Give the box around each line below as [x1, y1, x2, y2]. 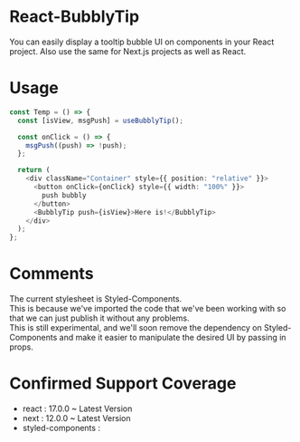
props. [9, 341, 33, 352]
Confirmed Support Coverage [9, 373, 237, 394]
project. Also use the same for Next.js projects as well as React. [9, 45, 247, 56]
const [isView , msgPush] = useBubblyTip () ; [17, 116, 183, 125]
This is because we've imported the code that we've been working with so [9, 303, 286, 314]
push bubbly [42, 190, 88, 200]
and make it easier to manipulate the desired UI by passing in [59, 332, 286, 343]
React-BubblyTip [9, 6, 140, 27]
